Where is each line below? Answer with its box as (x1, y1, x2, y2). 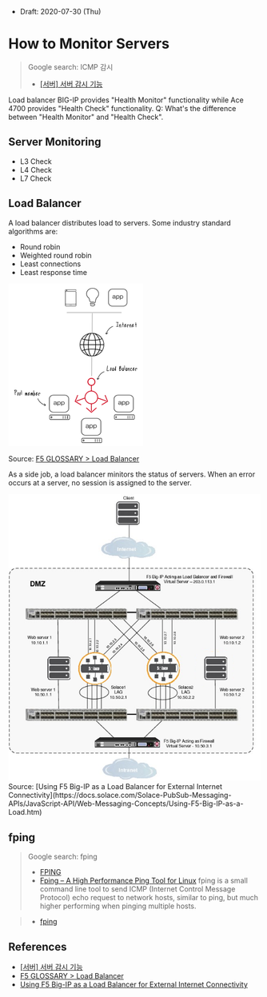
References (8, 939, 67, 954)
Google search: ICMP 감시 (27, 62, 114, 71)
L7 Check (19, 173, 52, 183)
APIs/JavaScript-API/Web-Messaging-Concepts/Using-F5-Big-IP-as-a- (8, 799, 244, 808)
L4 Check (19, 165, 53, 174)
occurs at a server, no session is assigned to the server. (8, 477, 192, 487)
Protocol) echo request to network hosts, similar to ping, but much (39, 893, 258, 903)
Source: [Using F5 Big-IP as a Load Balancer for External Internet (8, 782, 222, 792)
